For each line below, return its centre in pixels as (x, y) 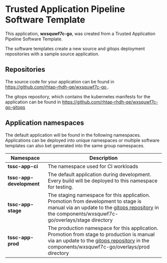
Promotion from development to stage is (95, 201)
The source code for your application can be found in (60, 81)
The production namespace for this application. (103, 228)
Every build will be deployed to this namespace (103, 181)
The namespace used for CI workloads (93, 166)
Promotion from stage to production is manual (101, 234)
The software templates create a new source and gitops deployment (75, 48)
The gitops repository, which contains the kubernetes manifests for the (78, 96)
